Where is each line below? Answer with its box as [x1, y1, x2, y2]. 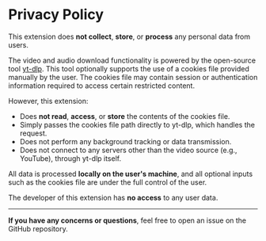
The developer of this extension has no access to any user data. [8, 193, 218, 202]
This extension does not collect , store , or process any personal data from [8, 32, 251, 41]
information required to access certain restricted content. [8, 81, 196, 90]
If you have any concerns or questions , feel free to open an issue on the [8, 216, 247, 225]
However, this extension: [8, 96, 89, 105]
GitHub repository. [8, 224, 69, 233]
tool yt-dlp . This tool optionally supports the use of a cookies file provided [8, 63, 249, 73]
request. [19, 128, 47, 138]
